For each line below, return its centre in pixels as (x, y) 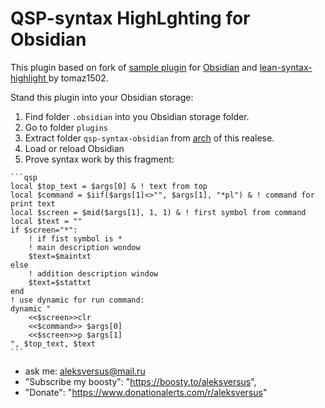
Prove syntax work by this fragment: (99, 159)
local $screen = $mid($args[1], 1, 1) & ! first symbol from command (158, 212)
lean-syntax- (286, 67)
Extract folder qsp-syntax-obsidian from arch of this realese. (149, 138)
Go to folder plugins (66, 127)
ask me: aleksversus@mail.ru (85, 371)
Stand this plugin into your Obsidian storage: (102, 97)
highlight (28, 78)
